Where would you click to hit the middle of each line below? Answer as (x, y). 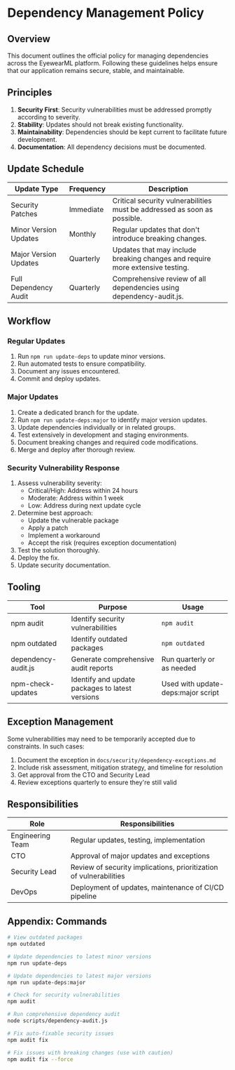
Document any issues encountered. (69, 371)
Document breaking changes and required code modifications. (108, 442)
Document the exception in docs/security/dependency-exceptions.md (116, 760)
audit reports (92, 668)
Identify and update (103, 679)
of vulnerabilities (98, 876)
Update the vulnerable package (73, 520)
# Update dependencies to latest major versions (79, 976)
